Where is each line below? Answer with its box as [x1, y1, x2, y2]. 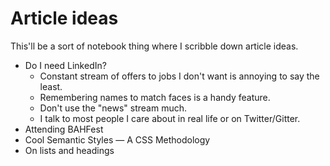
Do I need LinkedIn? [24, 59, 107, 71]
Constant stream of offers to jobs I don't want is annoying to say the [39, 70, 320, 82]
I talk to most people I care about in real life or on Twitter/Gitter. [39, 112, 301, 124]
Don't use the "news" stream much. [39, 102, 188, 114]
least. [39, 80, 63, 92]
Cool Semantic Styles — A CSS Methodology [24, 133, 211, 146]
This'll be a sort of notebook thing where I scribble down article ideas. [10, 40, 299, 52]
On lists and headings [24, 144, 115, 156]
